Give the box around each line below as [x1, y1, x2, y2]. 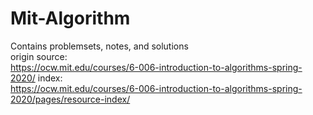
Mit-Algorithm [10, 7, 131, 30]
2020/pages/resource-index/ [10, 93, 131, 105]
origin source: [10, 50, 68, 62]
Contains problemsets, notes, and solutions [10, 40, 189, 52]
